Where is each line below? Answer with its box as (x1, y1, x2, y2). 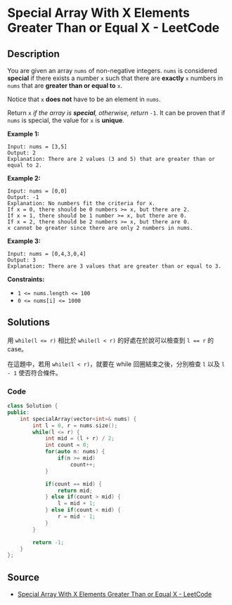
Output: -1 (7, 194, 39, 201)
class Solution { (7, 403, 58, 410)
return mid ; (57, 487, 93, 494)
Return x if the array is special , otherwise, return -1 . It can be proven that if (7, 109, 226, 117)
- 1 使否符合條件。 (7, 368, 62, 377)
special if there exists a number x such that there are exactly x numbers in (7, 74, 224, 82)
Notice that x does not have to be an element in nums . (7, 95, 162, 103)
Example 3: (7, 237, 41, 245)
